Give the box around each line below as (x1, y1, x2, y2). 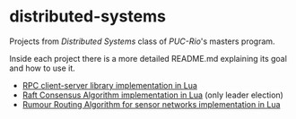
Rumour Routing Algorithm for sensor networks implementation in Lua (22, 98, 281, 109)
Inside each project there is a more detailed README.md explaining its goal (9, 53, 287, 64)
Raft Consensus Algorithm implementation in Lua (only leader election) (22, 89, 284, 100)
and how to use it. (9, 63, 76, 73)
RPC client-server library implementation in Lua (22, 80, 197, 90)
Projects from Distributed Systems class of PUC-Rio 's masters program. (9, 36, 275, 47)
